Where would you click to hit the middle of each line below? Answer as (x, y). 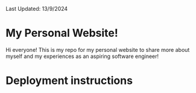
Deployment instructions (69, 81)
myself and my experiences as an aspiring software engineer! (82, 56)
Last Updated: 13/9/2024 (37, 9)
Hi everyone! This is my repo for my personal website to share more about (98, 50)
